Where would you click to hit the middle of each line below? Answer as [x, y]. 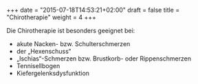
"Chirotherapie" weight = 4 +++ [52, 17]
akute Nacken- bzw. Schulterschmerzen [73, 44]
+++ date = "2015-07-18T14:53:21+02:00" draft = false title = [93, 10]
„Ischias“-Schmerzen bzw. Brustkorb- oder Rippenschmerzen [104, 59]
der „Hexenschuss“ [44, 51]
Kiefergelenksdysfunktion [53, 73]
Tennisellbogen [38, 66]
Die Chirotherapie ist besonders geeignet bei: [71, 31]
